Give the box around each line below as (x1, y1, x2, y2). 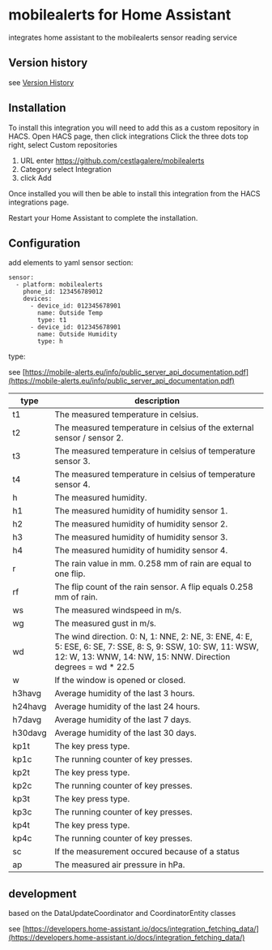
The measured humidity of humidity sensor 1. (54, 505, 228, 517)
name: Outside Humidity (37, 330, 117, 338)
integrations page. (8, 197, 70, 207)
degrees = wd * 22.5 (54, 661, 135, 673)
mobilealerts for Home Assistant (8, 6, 232, 24)
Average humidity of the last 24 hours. (54, 701, 201, 712)
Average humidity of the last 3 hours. (54, 688, 195, 699)
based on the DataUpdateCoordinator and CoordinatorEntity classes (8, 909, 236, 918)
